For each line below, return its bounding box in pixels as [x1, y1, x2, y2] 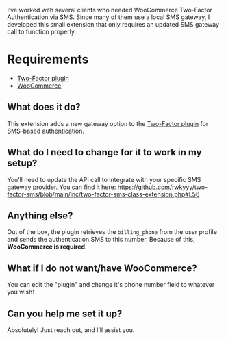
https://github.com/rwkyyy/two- [117, 183, 208, 191]
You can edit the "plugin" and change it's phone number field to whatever [7, 281, 215, 289]
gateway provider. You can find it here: [7, 183, 116, 191]
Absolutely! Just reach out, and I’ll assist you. [7, 326, 135, 334]
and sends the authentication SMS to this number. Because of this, [7, 236, 195, 244]
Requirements [7, 51, 89, 67]
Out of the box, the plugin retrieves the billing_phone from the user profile [7, 228, 218, 236]
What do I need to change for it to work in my [7, 147, 202, 158]
